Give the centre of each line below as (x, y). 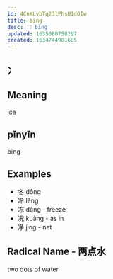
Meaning (27, 95)
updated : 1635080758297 (42, 34)
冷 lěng (28, 200)
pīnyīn (22, 134)
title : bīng (25, 21)
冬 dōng (29, 191)
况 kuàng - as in (41, 218)
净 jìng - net (35, 227)
